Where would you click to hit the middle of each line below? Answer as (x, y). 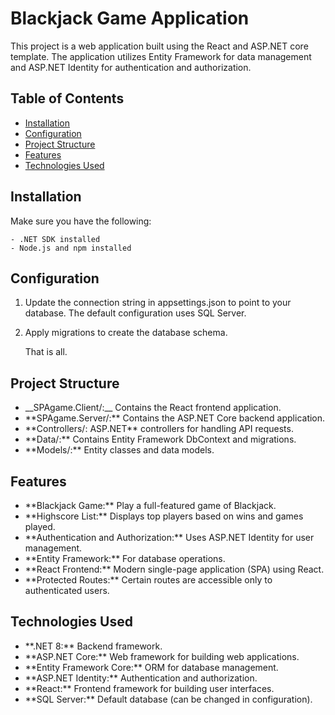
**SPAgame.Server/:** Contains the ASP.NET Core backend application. (175, 418)
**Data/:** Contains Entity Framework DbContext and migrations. (160, 439)
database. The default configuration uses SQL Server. (135, 313)
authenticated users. (67, 590)
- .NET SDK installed (55, 239)
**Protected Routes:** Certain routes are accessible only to (148, 580)
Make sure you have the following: (81, 221)
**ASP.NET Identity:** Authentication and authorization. (141, 678)
